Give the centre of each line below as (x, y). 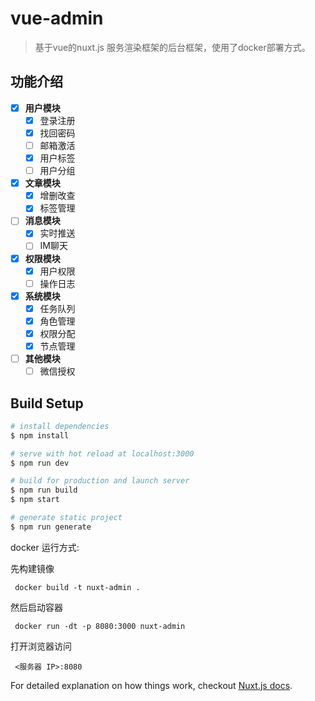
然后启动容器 (36, 607)
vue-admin (57, 18)
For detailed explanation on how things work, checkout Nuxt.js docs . (151, 685)
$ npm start (35, 500)
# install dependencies (60, 426)
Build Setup (47, 403)
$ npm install (40, 435)
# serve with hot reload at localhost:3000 (102, 453)
